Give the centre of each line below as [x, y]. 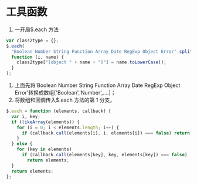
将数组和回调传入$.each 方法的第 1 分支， [65, 100]
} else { [22, 144]
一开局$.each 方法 [37, 29]
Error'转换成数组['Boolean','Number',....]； [65, 93]
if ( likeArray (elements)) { [46, 122]
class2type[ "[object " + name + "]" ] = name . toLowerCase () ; [91, 62]
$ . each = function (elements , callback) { [59, 111]
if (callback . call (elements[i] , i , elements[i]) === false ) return [106, 133]
